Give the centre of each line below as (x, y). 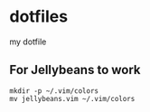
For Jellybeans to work (75, 70)
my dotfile (28, 42)
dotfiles (39, 17)
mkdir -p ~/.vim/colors (54, 91)
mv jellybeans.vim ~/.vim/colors (72, 98)
